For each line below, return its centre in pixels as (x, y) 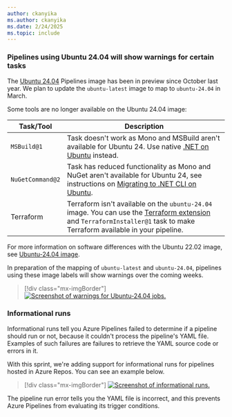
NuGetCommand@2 (36, 179)
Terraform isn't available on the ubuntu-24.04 (139, 204)
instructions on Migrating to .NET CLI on (132, 184)
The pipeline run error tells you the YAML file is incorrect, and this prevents (114, 398)
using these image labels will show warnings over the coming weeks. (105, 275)
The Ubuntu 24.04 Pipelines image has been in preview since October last (113, 81)
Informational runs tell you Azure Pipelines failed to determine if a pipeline (112, 328)
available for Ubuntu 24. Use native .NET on (138, 146)
